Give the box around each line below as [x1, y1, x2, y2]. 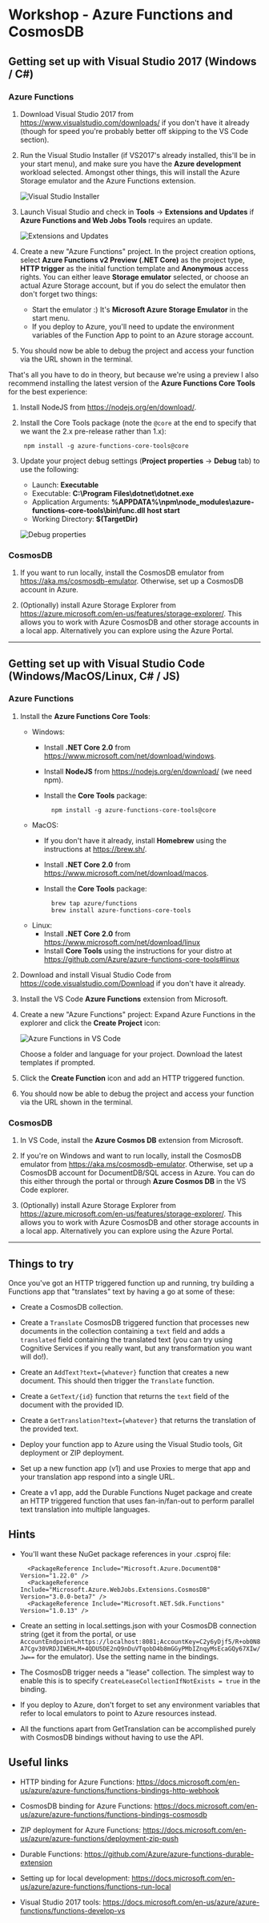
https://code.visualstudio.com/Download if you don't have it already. [19, 978, 246, 988]
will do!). [19, 1351, 49, 1361]
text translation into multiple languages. [19, 1505, 151, 1514]
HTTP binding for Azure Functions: [19, 1777, 134, 1787]
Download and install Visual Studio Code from [19, 970, 172, 980]
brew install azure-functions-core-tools [50, 906, 191, 915]
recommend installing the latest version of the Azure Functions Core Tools [8, 378, 256, 388]
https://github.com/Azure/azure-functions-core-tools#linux [43, 954, 240, 964]
